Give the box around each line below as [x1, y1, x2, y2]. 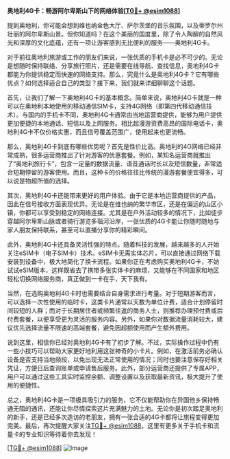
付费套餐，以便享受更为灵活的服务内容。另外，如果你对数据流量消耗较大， [7, 315, 217, 323]
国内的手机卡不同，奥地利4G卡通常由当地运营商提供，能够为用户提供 [27, 111, 222, 119]
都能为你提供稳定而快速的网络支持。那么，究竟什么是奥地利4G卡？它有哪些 [7, 70, 220, 78]
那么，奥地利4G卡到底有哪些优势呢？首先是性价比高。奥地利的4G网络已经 [7, 142, 216, 150]
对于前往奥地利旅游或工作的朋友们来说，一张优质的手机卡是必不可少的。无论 [7, 53, 223, 61]
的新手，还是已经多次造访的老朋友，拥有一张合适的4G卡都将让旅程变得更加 [7, 413, 220, 421]
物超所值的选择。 [25, 177, 73, 185]
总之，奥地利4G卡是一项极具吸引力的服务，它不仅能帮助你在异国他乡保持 [7, 396, 214, 404]
